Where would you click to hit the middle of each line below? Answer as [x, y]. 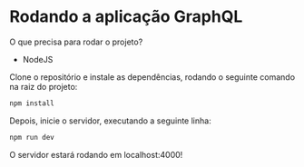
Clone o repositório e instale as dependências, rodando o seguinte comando [152, 77]
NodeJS [38, 59]
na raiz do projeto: [44, 86]
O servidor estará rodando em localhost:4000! [96, 154]
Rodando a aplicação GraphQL [126, 17]
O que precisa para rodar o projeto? [76, 42]
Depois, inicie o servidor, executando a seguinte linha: [110, 121]
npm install [32, 103]
